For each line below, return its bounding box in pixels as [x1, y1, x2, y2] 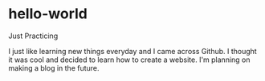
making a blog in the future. [8, 63, 100, 72]
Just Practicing [8, 31, 59, 40]
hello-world [8, 5, 88, 23]
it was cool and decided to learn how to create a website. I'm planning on [8, 55, 251, 64]
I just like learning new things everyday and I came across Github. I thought [8, 46, 257, 56]
